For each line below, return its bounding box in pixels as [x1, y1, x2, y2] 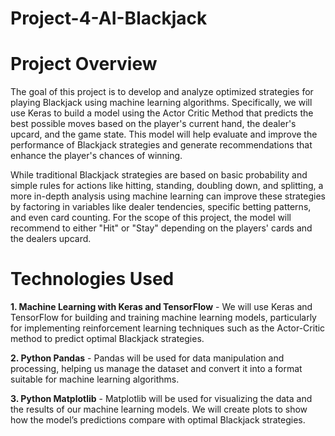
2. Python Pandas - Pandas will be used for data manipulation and [10, 352, 285, 364]
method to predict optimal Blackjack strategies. [10, 333, 205, 345]
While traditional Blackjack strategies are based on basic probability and [10, 169, 308, 181]
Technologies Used [10, 268, 175, 291]
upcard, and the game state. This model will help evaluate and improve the [10, 128, 318, 141]
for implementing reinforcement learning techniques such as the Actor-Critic [10, 322, 326, 334]
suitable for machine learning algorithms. [10, 373, 180, 386]
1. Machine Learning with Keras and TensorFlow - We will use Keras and [10, 301, 313, 313]
